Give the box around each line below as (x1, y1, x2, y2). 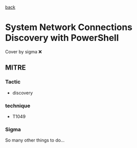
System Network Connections (5, 22, 133, 33)
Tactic (5, 78, 21, 85)
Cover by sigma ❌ (5, 48, 42, 54)
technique (5, 102, 31, 109)
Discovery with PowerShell (5, 32, 119, 44)
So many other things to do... (5, 137, 65, 144)
